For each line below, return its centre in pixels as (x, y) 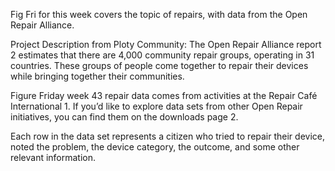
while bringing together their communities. (97, 76)
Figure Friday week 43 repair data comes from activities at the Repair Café (164, 95)
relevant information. (53, 157)
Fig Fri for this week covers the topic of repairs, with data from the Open (159, 14)
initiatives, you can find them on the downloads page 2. (124, 117)
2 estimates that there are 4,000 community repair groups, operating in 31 (162, 55)
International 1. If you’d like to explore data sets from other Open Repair (156, 106)
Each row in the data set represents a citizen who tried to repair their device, (167, 136)
